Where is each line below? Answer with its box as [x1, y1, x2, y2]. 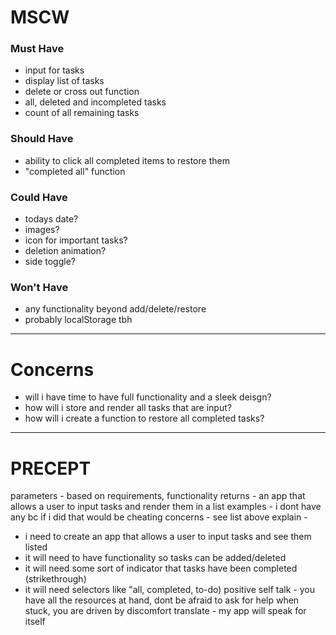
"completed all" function [24, 165, 126, 177]
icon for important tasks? [24, 234, 128, 246]
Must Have [10, 42, 65, 56]
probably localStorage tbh [24, 314, 133, 326]
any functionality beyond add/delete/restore [24, 303, 207, 315]
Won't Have [10, 281, 69, 294]
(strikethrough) [24, 573, 87, 585]
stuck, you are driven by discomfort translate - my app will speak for [24, 605, 307, 617]
